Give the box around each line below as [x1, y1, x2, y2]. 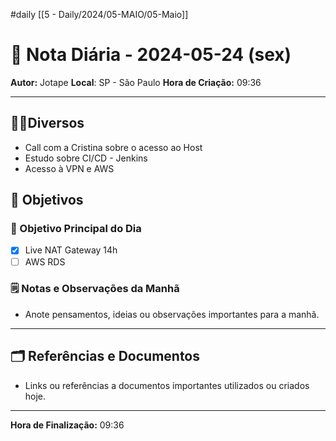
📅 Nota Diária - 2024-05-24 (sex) [10, 44, 292, 66]
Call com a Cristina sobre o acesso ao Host [24, 141, 203, 153]
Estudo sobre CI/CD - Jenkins [24, 152, 148, 164]
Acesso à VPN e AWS [24, 162, 115, 174]
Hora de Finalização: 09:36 [10, 419, 125, 431]
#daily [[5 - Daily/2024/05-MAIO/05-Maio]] [10, 9, 189, 20]
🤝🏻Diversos [10, 115, 85, 132]
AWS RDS [24, 255, 66, 268]
